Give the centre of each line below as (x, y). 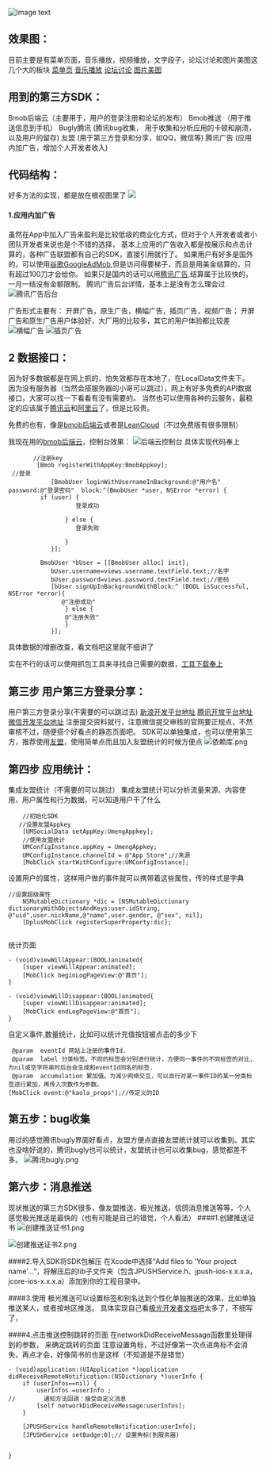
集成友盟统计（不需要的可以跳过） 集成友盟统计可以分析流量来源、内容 (123, 790)
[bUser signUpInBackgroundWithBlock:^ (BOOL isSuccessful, (150, 587)
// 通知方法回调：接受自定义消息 (67, 1399)
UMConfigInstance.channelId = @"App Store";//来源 (106, 856)
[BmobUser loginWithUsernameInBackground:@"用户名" (136, 482)
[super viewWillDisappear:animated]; (85, 1004)
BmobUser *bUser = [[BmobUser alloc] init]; (115, 563)
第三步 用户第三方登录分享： (77, 691)
